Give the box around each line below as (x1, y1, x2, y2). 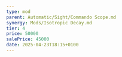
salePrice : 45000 (6, 36, 50, 42)
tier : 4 (6, 25, 26, 31)
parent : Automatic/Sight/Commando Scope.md (6, 14, 117, 20)
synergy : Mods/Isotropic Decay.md (6, 20, 93, 26)
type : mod (6, 8, 31, 15)
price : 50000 (6, 31, 39, 37)
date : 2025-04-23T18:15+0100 (6, 42, 79, 48)
